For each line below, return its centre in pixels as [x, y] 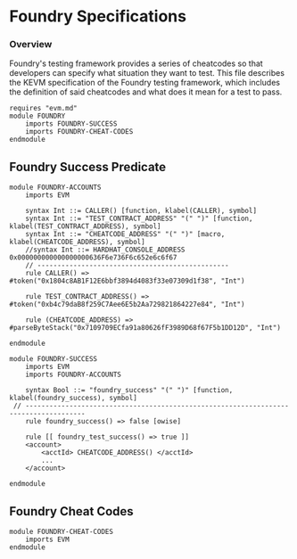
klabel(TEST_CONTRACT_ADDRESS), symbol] [86, 226]
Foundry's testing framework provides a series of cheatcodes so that [136, 63]
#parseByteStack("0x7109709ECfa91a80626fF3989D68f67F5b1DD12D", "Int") [145, 328]
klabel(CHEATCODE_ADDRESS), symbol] [77, 243]
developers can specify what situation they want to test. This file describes [147, 73]
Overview [31, 45]
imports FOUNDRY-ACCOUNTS [74, 375]
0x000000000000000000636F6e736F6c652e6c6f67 [93, 258]
